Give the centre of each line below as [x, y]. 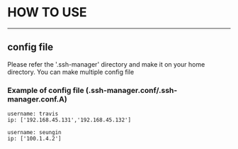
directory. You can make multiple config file [71, 72]
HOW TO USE [47, 12]
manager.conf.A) [37, 99]
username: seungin [34, 133]
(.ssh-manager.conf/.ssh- [131, 90]
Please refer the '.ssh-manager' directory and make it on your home [106, 64]
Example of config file [46, 90]
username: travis [33, 114]
